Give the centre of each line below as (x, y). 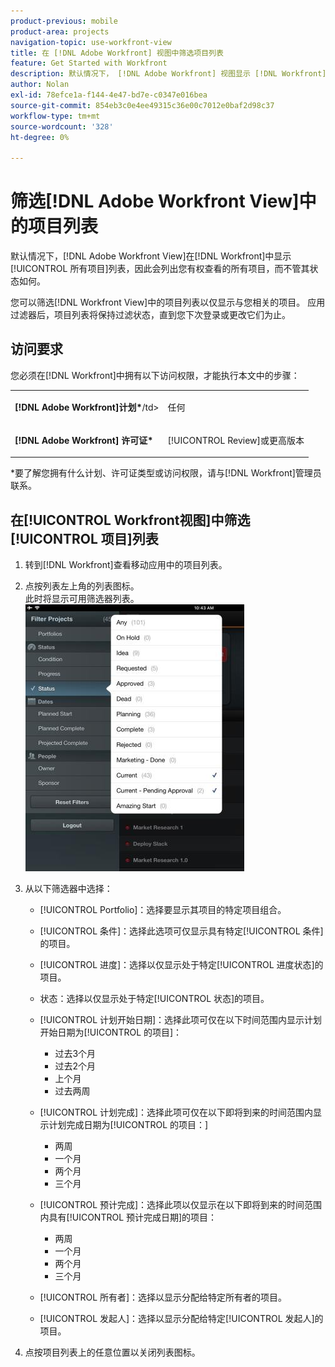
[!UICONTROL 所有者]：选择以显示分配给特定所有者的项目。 (163, 1297)
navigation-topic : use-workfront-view (91, 42)
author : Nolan (40, 85)
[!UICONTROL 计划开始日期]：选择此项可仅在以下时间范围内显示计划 (181, 1020)
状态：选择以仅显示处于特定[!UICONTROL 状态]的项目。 (154, 999)
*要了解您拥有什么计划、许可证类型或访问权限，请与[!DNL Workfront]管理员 (166, 473)
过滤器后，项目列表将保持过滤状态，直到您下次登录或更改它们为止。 (150, 315)
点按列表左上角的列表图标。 (82, 586)
